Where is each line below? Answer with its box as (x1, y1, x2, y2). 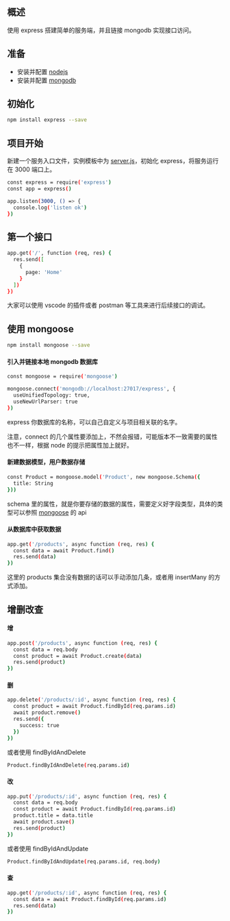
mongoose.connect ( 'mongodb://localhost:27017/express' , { (7, 386, 176, 393)
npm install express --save (7, 116, 88, 123)
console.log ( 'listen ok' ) (13, 204, 88, 211)
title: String (13, 480, 53, 487)
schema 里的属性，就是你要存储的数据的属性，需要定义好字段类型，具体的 (7, 500, 217, 508)
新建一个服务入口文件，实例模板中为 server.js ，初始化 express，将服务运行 (7, 157, 219, 165)
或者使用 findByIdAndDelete (7, 748, 86, 756)
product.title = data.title (13, 812, 94, 819)
